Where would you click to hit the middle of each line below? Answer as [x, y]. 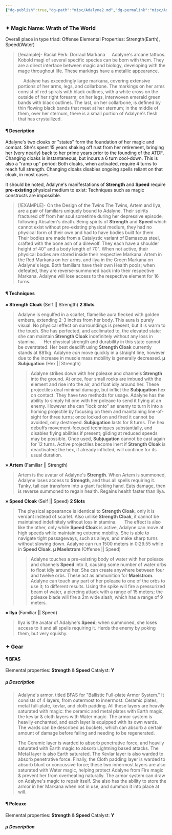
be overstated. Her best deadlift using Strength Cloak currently [85, 347]
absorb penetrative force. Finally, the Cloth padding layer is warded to [91, 759]
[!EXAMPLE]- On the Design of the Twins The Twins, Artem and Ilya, [90, 205]
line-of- [156, 412]
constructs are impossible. [33, 196]
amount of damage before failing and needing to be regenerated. [86, 733]
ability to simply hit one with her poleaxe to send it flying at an [96, 401]
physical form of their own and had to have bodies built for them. [86, 233]
